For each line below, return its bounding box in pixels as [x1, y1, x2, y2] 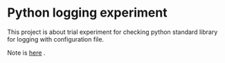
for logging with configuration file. [7, 35, 105, 43]
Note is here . [7, 48, 46, 57]
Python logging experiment [7, 5, 168, 21]
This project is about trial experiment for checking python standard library [7, 28, 218, 36]
